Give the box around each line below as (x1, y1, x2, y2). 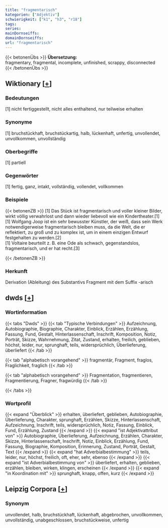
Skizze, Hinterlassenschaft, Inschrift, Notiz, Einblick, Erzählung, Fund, (5, 438, 149, 444)
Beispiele (5, 196, 29, 203)
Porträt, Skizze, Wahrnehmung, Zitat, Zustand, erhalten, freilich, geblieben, (5, 336, 160, 342)
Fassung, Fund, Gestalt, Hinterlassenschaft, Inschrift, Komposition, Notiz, (5, 331, 157, 337)
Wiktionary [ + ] (5, 79, 52, 88)
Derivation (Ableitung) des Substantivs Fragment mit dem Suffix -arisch (5, 279, 153, 285)
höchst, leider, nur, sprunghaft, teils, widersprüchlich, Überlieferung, (5, 342, 147, 348)
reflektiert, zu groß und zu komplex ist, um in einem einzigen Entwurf (5, 229, 148, 235)
